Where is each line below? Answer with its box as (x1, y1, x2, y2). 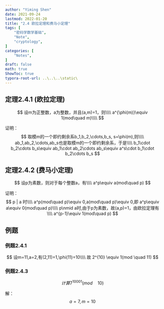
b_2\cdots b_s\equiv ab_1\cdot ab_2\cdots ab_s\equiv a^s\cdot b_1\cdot (10, 145, 155, 151)
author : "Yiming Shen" (5, 7, 52, 12)
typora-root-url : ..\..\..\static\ (5, 76, 78, 81)
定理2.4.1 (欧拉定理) (5, 95, 65, 104)
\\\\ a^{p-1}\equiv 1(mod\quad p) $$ (46, 211, 119, 216)
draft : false (5, 62, 32, 67)
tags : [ (5, 26, 21, 31)
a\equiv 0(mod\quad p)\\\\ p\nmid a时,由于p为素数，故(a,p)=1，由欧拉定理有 (5, 205, 160, 211)
